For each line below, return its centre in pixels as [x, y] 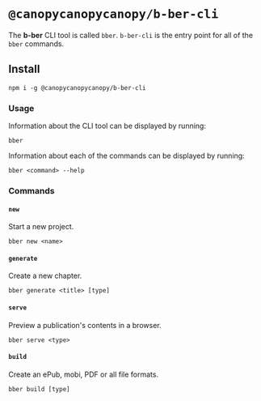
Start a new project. [41, 227]
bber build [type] [39, 389]
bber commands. [36, 44]
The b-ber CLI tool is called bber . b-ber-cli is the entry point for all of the [130, 35]
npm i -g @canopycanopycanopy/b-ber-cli [78, 87]
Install [24, 69]
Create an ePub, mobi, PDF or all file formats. [84, 374]
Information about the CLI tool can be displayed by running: [107, 126]
